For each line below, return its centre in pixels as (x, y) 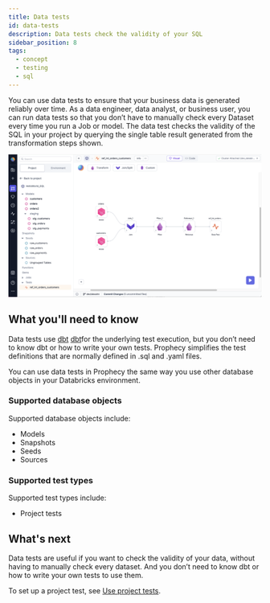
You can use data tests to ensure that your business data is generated (124, 100)
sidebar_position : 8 (43, 43)
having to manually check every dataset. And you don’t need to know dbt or (134, 566)
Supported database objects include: (70, 418)
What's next (39, 539)
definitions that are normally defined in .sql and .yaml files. (105, 356)
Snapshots (38, 442)
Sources (34, 459)
